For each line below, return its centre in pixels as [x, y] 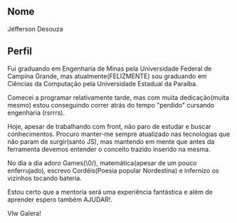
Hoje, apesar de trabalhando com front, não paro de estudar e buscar [109, 126]
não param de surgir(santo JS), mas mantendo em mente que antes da [111, 141]
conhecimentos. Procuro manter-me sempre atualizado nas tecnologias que [119, 134]
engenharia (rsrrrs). [36, 113]
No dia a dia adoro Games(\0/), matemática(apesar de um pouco [102, 162]
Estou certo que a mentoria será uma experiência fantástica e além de [110, 192]
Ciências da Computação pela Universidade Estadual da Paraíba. [102, 83]
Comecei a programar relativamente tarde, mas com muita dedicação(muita [118, 97]
